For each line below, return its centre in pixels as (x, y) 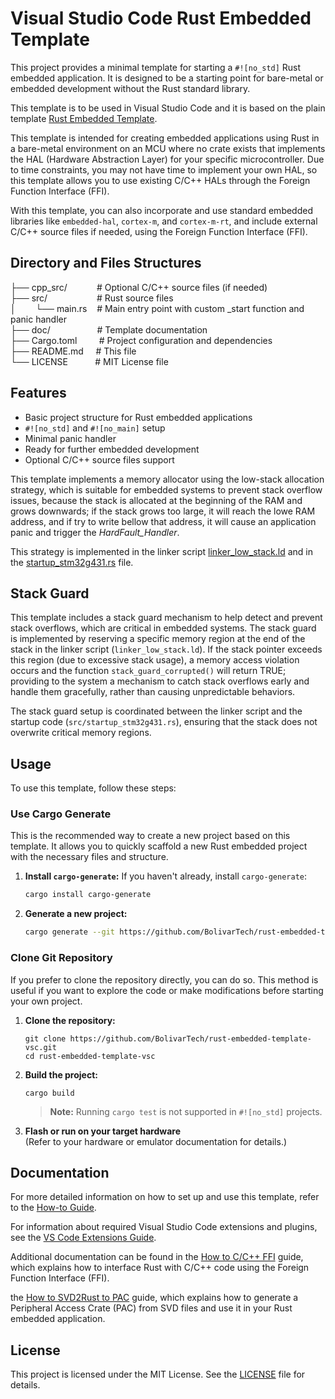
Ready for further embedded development (112, 449)
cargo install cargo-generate (88, 895)
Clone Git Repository (61, 958)
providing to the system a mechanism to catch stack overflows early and (160, 681)
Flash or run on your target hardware (103, 1131)
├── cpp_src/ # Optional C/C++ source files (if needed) (139, 287)
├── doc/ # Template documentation (109, 329)
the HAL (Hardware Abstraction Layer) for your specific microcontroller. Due (167, 159)
